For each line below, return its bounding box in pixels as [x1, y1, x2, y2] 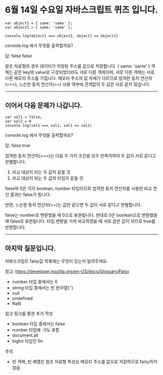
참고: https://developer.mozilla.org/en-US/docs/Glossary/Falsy [5, 268, 130, 274]
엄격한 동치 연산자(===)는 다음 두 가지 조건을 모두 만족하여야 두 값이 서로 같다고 [5, 153, 156, 158]
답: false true [5, 142, 31, 148]
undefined [12, 295, 33, 301]
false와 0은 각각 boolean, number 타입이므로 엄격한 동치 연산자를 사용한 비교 [5, 185, 152, 191]
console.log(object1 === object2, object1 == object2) [5, 33, 118, 38]
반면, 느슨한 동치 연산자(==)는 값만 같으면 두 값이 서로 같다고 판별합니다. [5, 202, 142, 207]
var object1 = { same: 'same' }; [5, 20, 73, 26]
